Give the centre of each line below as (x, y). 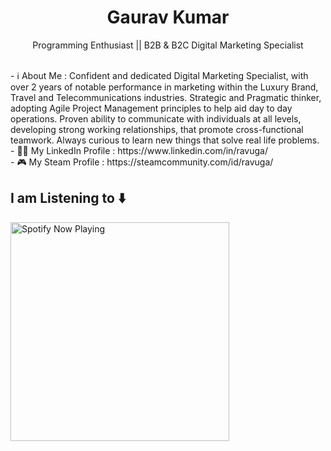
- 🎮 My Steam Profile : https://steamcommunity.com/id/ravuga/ (142, 162)
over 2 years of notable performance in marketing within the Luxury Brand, (164, 87)
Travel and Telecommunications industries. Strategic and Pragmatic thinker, (166, 97)
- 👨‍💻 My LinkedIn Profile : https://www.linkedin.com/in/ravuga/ (139, 150)
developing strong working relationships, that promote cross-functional (157, 129)
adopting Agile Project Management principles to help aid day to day (151, 108)
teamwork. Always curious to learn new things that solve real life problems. (165, 140)
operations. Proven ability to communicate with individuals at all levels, (156, 118)
